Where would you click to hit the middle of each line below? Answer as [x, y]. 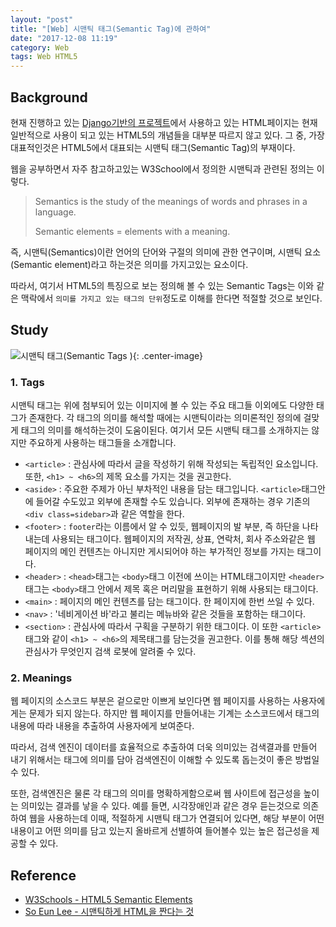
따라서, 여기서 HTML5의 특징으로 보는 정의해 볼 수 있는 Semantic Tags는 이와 [162, 285]
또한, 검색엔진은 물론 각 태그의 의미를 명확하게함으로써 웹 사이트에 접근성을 [156, 793]
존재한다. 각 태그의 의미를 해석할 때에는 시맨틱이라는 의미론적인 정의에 [165, 418]
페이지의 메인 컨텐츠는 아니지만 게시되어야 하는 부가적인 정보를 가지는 [159, 552]
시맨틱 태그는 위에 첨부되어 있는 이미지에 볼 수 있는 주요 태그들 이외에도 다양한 [162, 405]
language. [55, 212]
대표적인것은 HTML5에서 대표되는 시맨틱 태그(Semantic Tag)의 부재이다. [153, 147]
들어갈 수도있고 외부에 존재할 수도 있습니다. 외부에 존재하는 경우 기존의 [173, 502]
